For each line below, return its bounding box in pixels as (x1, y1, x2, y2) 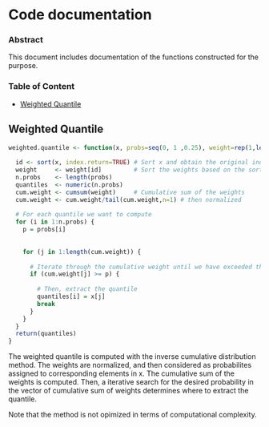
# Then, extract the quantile (37, 285, 138, 293)
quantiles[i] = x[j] (37, 292, 106, 301)
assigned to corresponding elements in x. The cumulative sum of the (8, 369, 235, 378)
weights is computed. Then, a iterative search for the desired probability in (8, 377, 255, 387)
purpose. (8, 61, 38, 70)
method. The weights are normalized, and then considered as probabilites (8, 361, 252, 370)
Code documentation (8, 6, 152, 24)
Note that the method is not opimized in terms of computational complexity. (8, 410, 258, 420)
